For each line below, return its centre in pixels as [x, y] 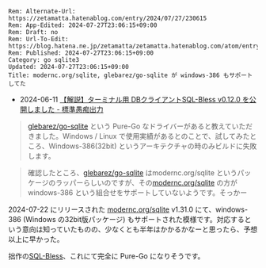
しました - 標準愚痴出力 [65, 109]
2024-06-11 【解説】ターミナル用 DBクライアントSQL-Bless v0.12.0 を [135, 100]
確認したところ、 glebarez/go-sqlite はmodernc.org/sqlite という [132, 173]
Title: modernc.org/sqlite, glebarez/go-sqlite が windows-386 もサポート [131, 75]
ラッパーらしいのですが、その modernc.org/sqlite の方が [146, 183]
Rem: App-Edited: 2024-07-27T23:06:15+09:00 [83, 25]
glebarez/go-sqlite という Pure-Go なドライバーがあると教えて [129, 126]
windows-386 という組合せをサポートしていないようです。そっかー [137, 193]
